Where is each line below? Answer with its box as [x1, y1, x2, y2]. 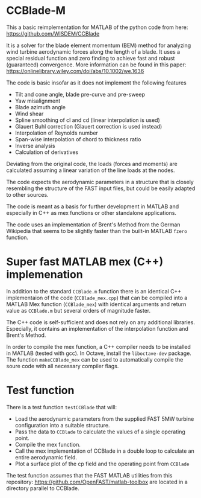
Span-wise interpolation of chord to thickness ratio [14, 135, 141, 142]
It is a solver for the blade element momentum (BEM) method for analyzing [6, 42, 191, 49]
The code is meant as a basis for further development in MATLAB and [6, 203, 179, 210]
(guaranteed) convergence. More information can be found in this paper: [6, 61, 187, 68]
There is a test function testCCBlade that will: [6, 403, 117, 410]
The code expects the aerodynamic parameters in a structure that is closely [6, 178, 194, 185]
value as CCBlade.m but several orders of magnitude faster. [6, 307, 151, 314]
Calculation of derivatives [14, 148, 79, 156]
